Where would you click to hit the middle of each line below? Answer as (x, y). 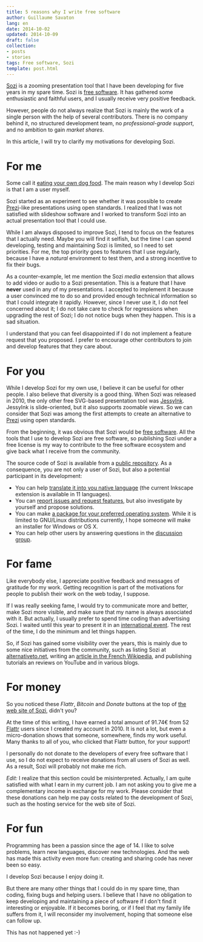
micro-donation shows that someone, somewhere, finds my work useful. (97, 735)
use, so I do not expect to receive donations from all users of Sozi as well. (98, 760)
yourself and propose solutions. (55, 507)
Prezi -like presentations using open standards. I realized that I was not (94, 208)
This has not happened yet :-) (43, 933)
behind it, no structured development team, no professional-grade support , (100, 123)
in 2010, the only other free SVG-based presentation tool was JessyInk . (95, 401)
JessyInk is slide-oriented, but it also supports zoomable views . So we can (99, 407)
